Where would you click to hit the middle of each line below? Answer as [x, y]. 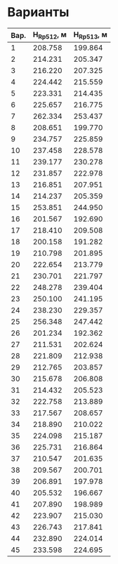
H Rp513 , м [90, 35]
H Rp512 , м [50, 35]
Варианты [38, 12]
